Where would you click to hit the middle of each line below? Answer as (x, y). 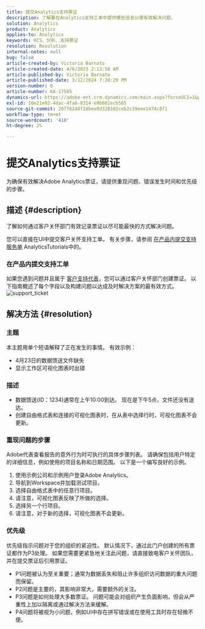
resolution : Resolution (37, 47)
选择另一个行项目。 (39, 506)
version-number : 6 (30, 86)
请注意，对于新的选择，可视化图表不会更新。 (71, 513)
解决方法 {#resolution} (49, 314)
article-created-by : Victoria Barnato (56, 63)
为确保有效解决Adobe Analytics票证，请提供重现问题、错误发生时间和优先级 (102, 182)
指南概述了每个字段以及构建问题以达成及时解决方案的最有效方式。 (94, 286)
